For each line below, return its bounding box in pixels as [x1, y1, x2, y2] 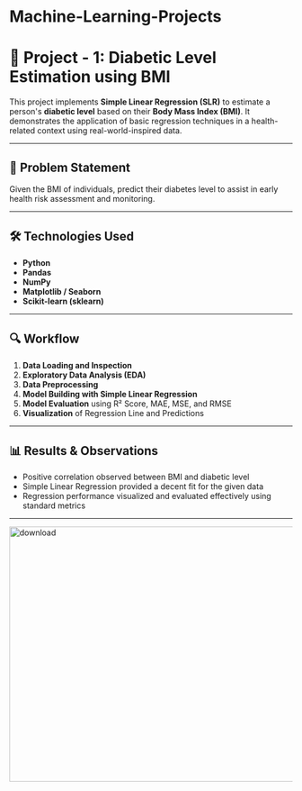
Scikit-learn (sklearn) [22, 295, 105, 306]
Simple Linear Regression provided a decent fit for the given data [22, 481, 263, 492]
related [9, 125, 36, 136]
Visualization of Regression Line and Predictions [22, 407, 205, 418]
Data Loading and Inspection [22, 359, 133, 370]
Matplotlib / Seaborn [22, 286, 102, 296]
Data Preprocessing [22, 378, 99, 389]
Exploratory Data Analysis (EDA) [22, 369, 147, 380]
